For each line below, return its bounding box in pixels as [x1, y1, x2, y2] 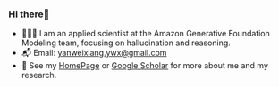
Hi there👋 [8, 8, 50, 20]
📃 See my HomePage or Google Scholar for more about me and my [21, 60, 269, 71]
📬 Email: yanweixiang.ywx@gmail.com [21, 48, 167, 59]
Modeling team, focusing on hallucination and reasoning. [21, 37, 232, 48]
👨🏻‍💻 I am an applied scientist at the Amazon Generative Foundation [21, 28, 270, 39]
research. [21, 70, 57, 81]
